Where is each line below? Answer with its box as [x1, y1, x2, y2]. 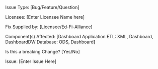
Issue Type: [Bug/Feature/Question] [5, 5, 80, 10]
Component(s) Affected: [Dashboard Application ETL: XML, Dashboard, [5, 34, 153, 39]
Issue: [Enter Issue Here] [5, 58, 57, 64]
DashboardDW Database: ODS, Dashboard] [5, 39, 96, 45]
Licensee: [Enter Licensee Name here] [5, 14, 85, 20]
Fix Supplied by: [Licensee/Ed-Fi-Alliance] [5, 24, 93, 30]
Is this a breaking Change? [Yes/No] [5, 49, 80, 54]
